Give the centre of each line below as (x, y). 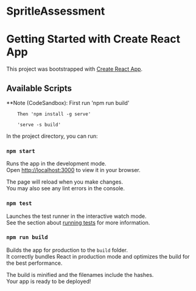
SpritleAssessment (56, 11)
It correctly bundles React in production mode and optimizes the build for (98, 256)
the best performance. (34, 263)
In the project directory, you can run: (52, 136)
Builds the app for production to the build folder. (67, 250)
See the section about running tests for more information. (78, 222)
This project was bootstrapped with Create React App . (75, 69)
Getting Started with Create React (93, 39)
